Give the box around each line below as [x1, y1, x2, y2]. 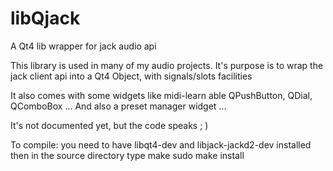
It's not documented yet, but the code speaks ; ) [10, 119, 209, 131]
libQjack [10, 7, 81, 30]
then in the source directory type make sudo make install [10, 149, 245, 161]
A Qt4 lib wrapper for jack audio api [10, 40, 157, 52]
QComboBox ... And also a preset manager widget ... [10, 100, 227, 112]
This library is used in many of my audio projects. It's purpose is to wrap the [10, 59, 324, 71]
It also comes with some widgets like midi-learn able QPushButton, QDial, [10, 89, 313, 101]
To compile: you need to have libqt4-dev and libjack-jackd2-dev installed [10, 138, 312, 151]
